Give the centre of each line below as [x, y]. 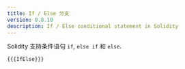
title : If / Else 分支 [38, 13]
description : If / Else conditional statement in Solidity [93, 26]
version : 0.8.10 [30, 20]
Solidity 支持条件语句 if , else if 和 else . [64, 46]
